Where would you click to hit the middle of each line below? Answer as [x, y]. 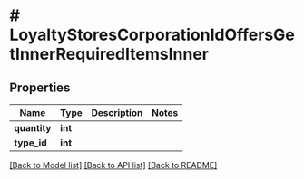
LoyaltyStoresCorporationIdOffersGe [152, 35]
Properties [40, 87]
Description [117, 113]
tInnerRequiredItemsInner [109, 54]
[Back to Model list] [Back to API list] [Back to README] [113, 165]
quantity [33, 128]
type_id [30, 143]
